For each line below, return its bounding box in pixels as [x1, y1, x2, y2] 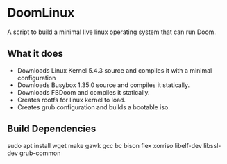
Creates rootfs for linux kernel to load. [17, 95, 126, 104]
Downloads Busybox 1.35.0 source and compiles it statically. [17, 81, 190, 89]
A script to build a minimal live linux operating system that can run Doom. [7, 28, 217, 36]
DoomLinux [7, 5, 75, 21]
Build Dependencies [7, 123, 96, 135]
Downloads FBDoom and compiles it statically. [17, 88, 151, 96]
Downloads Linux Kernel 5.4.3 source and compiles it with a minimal [17, 66, 212, 74]
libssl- [203, 141, 221, 149]
